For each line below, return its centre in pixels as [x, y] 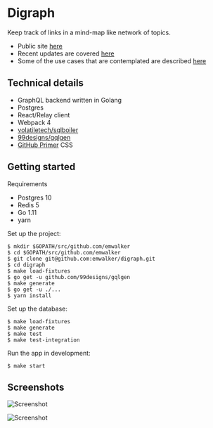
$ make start [26, 366]
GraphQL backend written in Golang [69, 100]
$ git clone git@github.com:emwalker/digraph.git [82, 259]
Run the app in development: [49, 353]
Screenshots [36, 387]
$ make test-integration [44, 340]
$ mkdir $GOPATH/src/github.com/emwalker [69, 246]
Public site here [40, 46]
